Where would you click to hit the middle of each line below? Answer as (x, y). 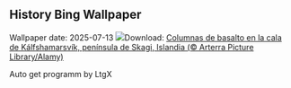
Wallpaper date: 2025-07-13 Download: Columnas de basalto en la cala (146, 37)
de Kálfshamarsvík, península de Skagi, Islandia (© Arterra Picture (132, 47)
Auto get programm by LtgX (61, 74)
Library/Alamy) (37, 57)
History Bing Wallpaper (75, 15)
